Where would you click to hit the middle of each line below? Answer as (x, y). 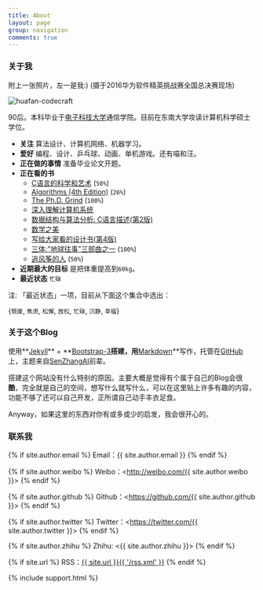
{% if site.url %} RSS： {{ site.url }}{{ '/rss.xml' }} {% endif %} (107, 562)
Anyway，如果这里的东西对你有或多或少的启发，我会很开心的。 (111, 414)
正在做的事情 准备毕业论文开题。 (72, 163)
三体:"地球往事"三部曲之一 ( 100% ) (84, 249)
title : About (29, 15)
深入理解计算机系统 (62, 209)
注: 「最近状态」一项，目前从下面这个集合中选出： (89, 295)
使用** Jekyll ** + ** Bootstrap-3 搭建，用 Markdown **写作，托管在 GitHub (126, 351)
